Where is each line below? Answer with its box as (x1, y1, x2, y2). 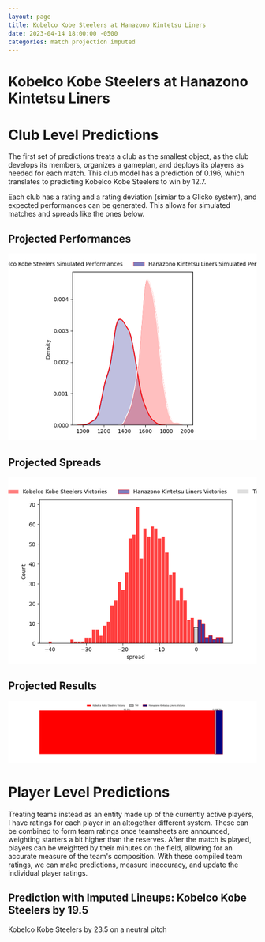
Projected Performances (8, 232, 132, 245)
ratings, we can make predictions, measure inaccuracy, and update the (8, 860, 239, 869)
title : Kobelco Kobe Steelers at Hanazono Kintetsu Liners (8, 21, 207, 29)
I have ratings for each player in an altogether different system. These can (8, 818, 249, 827)
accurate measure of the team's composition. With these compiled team (8, 851, 243, 861)
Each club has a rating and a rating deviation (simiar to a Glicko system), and (8, 192, 257, 202)
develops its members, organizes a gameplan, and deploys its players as (8, 160, 244, 170)
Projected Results (8, 680, 97, 693)
